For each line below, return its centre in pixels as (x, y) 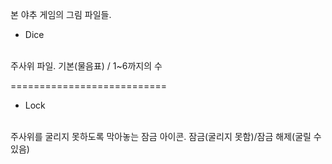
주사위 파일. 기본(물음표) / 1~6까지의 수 (86, 66)
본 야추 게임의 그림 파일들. (61, 14)
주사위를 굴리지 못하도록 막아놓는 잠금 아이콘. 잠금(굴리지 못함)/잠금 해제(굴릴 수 (166, 136)
